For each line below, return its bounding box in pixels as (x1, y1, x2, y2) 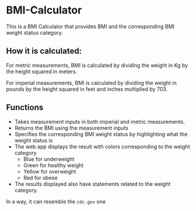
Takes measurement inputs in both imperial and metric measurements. (14, 118, 185, 125)
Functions (6, 103, 44, 113)
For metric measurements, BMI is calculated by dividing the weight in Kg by (6, 62, 188, 69)
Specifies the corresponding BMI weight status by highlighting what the (14, 130, 188, 138)
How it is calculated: (6, 46, 82, 56)
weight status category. (6, 29, 63, 36)
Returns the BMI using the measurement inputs (14, 124, 129, 131)
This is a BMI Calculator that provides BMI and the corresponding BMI (6, 23, 175, 30)
